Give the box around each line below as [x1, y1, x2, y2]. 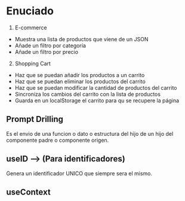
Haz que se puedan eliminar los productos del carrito [14, 78, 146, 85]
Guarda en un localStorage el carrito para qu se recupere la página [14, 97, 180, 104]
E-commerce [14, 24, 47, 31]
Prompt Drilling [6, 114, 64, 124]
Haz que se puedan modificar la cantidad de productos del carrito [14, 84, 177, 91]
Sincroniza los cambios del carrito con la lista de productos [14, 90, 161, 98]
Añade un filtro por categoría [14, 42, 87, 49]
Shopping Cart [14, 60, 51, 67]
